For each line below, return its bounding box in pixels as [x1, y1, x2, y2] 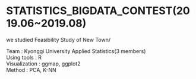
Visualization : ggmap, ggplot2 [6, 60, 81, 67]
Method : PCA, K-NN [6, 66, 56, 73]
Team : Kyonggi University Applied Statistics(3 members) [6, 47, 146, 54]
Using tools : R [6, 54, 42, 61]
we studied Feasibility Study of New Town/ [6, 36, 111, 43]
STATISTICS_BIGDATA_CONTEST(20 [6, 4, 190, 18]
